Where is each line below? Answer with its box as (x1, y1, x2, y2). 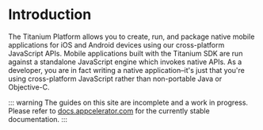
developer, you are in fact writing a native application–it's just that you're (8, 65, 246, 75)
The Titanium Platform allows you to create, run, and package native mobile (8, 32, 255, 41)
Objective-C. (8, 82, 50, 92)
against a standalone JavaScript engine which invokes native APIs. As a (8, 57, 242, 67)
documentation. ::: (8, 114, 68, 124)
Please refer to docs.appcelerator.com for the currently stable (8, 105, 210, 116)
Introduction (8, 6, 92, 24)
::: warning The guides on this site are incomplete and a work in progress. (8, 97, 248, 107)
